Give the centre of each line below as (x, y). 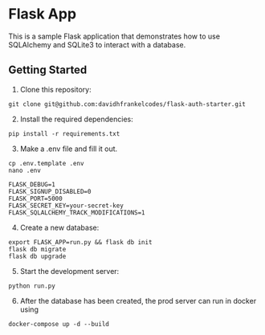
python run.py (32, 286)
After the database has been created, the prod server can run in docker (138, 300)
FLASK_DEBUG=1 (32, 184)
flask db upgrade (37, 256)
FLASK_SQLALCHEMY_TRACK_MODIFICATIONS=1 (77, 212)
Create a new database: (59, 227)
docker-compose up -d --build (59, 324)
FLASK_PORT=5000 (35, 198)
